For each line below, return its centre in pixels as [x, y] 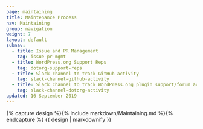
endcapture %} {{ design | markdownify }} [59, 119]
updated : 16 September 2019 [42, 96]
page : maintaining [29, 12]
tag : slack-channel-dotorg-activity [63, 90]
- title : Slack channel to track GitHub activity [75, 74]
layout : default [27, 40]
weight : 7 [19, 34]
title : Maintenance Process [42, 17]
